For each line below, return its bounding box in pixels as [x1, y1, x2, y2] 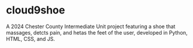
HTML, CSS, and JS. [6, 35, 55, 42]
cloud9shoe [6, 4, 65, 17]
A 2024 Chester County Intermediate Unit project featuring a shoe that [6, 23, 176, 30]
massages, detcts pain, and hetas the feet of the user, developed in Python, [6, 29, 188, 36]
